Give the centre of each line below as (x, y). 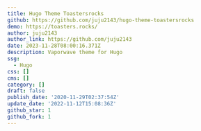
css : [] (18, 71)
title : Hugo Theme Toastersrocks (56, 14)
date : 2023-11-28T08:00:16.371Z (54, 46)
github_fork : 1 (29, 116)
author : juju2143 (32, 33)
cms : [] (18, 78)
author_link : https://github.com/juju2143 (70, 40)
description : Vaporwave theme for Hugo (65, 53)
